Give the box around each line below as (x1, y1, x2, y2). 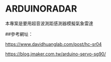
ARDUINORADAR (5, 3, 77, 15)
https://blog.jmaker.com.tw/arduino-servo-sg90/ (5, 51, 106, 57)
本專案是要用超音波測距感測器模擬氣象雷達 (5, 20, 93, 26)
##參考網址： (5, 31, 33, 37)
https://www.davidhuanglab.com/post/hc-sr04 (5, 41, 102, 47)
